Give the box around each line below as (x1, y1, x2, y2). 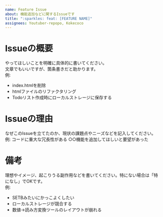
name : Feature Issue (5, 7, 47, 12)
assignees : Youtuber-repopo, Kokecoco (5, 20, 84, 26)
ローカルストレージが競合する (12, 201, 72, 207)
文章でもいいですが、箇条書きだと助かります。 (5, 66, 98, 72)
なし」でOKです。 (9, 178, 45, 184)
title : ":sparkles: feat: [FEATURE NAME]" (5, 16, 92, 21)
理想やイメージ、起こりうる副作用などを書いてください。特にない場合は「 (5, 172, 154, 178)
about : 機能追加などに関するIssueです (5, 12, 75, 17)
